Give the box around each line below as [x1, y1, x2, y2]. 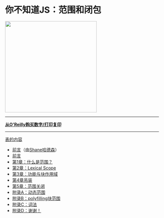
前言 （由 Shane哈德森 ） [12, 146, 60, 152]
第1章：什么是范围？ [12, 159, 53, 164]
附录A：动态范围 [12, 189, 45, 195]
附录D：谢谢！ [12, 207, 41, 213]
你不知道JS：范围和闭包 [5, 4, 102, 16]
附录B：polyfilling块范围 [12, 195, 61, 201]
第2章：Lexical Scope [12, 165, 56, 171]
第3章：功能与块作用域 [12, 171, 58, 177]
